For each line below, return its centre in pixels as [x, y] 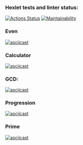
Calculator [18, 55]
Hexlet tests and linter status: [42, 7]
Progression [20, 103]
